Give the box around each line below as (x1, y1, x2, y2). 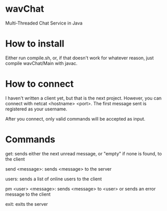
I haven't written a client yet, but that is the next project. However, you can (5, 95, 162, 101)
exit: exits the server (5, 201, 49, 207)
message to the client (5, 191, 51, 197)
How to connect (5, 78, 74, 90)
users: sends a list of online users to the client (5, 176, 102, 182)
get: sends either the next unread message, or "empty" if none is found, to (5, 150, 162, 156)
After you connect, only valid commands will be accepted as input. (5, 115, 146, 122)
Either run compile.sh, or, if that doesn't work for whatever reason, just (5, 55, 154, 61)
